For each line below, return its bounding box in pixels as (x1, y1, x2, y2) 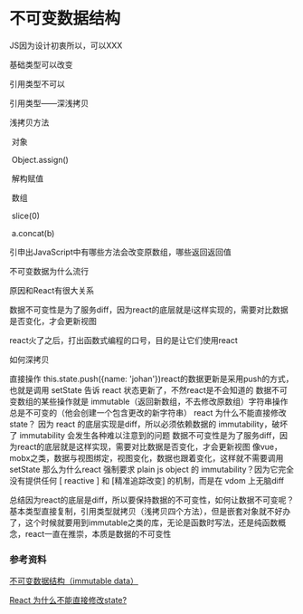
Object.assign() (11, 154, 70, 165)
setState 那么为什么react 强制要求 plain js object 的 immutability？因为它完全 (9, 464, 295, 475)
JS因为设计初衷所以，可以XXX (9, 40, 123, 51)
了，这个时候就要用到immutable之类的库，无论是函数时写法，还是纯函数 (9, 517, 279, 528)
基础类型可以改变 (9, 59, 73, 70)
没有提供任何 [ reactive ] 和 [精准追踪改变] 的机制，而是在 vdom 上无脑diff (9, 475, 285, 485)
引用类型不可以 (9, 78, 65, 89)
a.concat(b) (11, 227, 55, 238)
